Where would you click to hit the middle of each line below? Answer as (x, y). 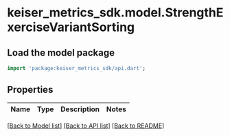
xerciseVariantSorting (71, 27)
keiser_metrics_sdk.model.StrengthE (115, 13)
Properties (30, 90)
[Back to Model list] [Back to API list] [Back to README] (86, 126)
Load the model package (61, 53)
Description (80, 109)
